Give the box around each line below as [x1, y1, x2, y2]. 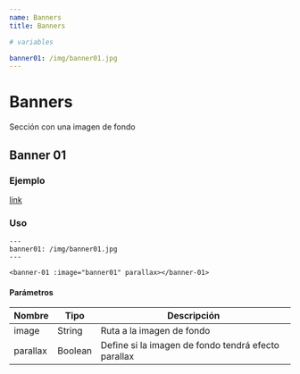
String [57, 325, 83, 337]
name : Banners [9, 12, 62, 22]
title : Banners [9, 21, 66, 30]
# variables [9, 37, 54, 46]
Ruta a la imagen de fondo [100, 325, 211, 337]
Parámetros [9, 287, 54, 297]
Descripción [166, 310, 221, 322]
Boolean [57, 345, 92, 357]
